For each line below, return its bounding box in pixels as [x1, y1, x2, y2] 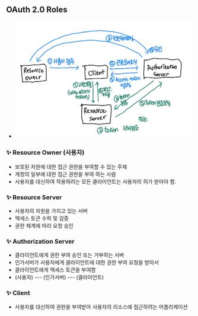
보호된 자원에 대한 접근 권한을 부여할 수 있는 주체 [14, 163, 127, 170]
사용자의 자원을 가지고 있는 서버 [14, 207, 88, 214]
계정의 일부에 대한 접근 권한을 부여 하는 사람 [14, 170, 117, 177]
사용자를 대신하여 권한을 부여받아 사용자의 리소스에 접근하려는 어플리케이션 [14, 303, 188, 310]
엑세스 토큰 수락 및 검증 [14, 215, 69, 222]
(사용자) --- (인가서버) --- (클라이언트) [14, 274, 104, 281]
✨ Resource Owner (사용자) [6, 148, 85, 157]
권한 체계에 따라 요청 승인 [14, 222, 74, 229]
